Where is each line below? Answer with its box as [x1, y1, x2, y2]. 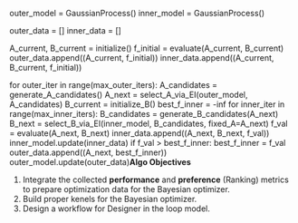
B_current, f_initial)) [9, 63, 82, 73]
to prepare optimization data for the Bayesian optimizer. [22, 184, 231, 194]
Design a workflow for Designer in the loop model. [22, 203, 211, 214]
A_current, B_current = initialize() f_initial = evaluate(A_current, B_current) [9, 43, 284, 53]
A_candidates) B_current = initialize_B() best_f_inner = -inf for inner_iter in [9, 99, 285, 110]
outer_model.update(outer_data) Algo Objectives [9, 157, 192, 167]
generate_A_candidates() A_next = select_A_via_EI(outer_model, [9, 90, 248, 100]
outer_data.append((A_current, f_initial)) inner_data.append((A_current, [9, 53, 274, 63]
